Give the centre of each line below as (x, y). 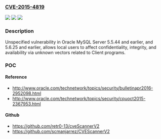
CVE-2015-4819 (25, 7)
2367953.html (26, 104)
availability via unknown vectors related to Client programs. (65, 52)
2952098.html (27, 93)
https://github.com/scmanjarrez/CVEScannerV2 (61, 131)
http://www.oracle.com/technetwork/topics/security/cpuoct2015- (79, 98)
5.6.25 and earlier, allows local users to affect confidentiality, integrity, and (81, 47)
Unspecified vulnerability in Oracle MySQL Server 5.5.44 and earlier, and (79, 42)
